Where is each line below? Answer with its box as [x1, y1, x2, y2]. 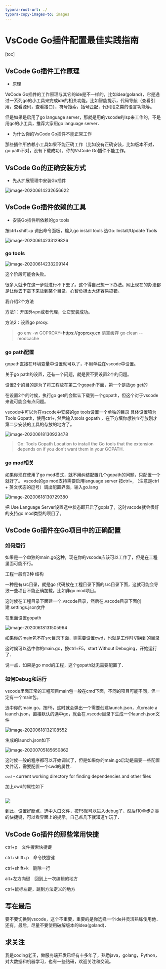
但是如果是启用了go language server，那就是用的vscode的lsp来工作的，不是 [5, 114, 161, 120]
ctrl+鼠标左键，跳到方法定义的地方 [5, 886, 76, 892]
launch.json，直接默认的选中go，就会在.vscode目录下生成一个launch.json [5, 710, 156, 717]
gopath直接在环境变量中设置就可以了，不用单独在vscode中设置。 [5, 361, 138, 367]
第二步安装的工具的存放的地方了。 [5, 421, 75, 428]
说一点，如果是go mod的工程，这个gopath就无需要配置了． [5, 662, 126, 668]
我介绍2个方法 [5, 299, 34, 305]
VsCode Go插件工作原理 [5, 67, 80, 75]
